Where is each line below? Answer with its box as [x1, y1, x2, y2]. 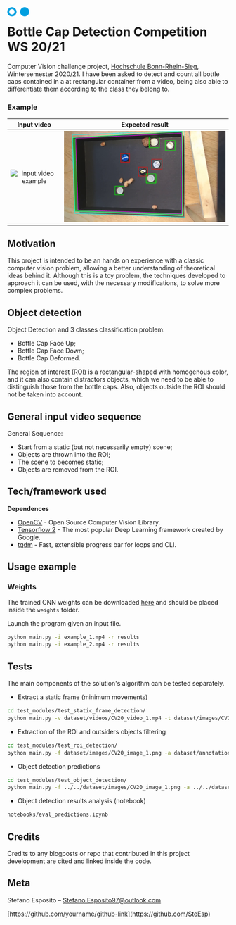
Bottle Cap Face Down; [17, 346, 84, 355]
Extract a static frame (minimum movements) [17, 693, 148, 701]
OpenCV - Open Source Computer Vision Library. [17, 517, 160, 527]
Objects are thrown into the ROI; [17, 451, 111, 459]
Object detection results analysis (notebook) [17, 797, 146, 805]
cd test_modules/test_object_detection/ [7, 776, 128, 784]
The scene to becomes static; [17, 458, 104, 467]
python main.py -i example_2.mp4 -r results [7, 641, 140, 648]
